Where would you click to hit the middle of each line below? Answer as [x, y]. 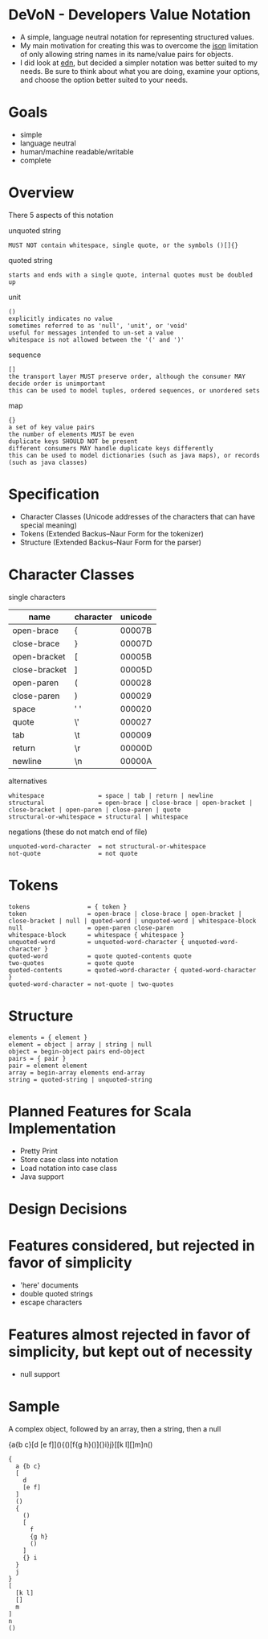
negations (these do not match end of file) [78, 832]
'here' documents [49, 1285]
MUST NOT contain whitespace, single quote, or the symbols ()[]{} [124, 245]
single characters [37, 597]
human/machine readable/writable [77, 151]
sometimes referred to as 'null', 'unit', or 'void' [98, 326]
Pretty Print [39, 1151]
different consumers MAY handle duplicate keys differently [111, 448]
